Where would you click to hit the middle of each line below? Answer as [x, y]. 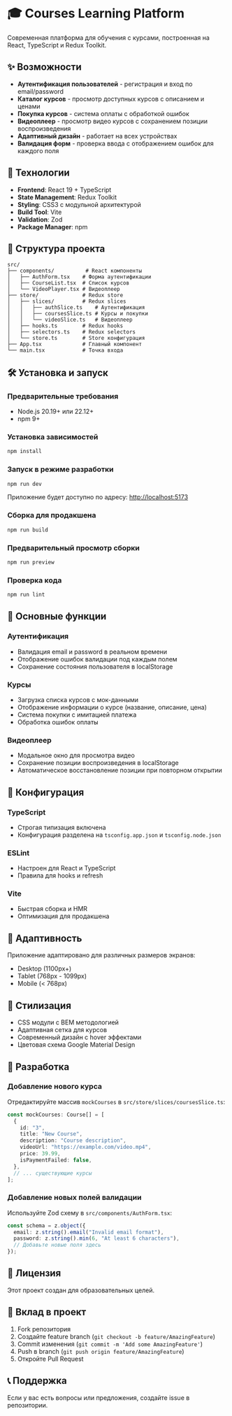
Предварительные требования [63, 396]
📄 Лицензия [34, 1273]
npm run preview [31, 562]
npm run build [28, 530]
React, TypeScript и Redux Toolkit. [57, 45]
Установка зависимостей [53, 436]
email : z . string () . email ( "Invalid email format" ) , [89, 1232]
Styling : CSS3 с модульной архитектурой [79, 204]
